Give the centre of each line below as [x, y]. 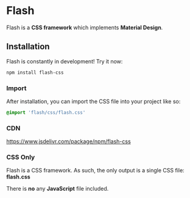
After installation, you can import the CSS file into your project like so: [93, 101]
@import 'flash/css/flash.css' [46, 112]
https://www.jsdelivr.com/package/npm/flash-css [69, 141]
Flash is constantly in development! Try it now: [65, 61]
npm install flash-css [35, 72]
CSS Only [21, 157]
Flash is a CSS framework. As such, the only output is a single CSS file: [95, 171]
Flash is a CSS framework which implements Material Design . [85, 27]
